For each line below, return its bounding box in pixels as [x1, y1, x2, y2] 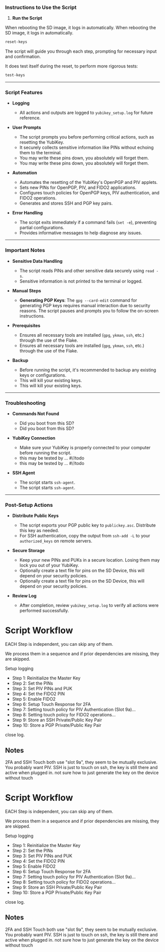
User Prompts [12, 125, 41, 131]
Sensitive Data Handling [12, 258, 63, 264]
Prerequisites [12, 322, 41, 328]
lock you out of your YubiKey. [19, 563, 80, 568]
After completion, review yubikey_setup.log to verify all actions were [19, 602, 159, 608]
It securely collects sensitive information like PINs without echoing [19, 144, 154, 150]
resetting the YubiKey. [19, 140, 64, 145]
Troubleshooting [5, 399, 46, 406]
